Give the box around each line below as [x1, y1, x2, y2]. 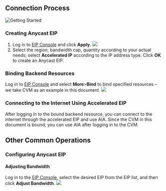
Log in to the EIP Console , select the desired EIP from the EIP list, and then [5, 175, 158, 181]
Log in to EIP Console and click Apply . [12, 42, 91, 48]
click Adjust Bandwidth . [5, 181, 55, 187]
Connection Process [5, 4, 70, 12]
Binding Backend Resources [5, 70, 75, 77]
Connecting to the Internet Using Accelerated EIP [5, 100, 127, 107]
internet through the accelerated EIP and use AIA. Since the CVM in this [5, 116, 152, 122]
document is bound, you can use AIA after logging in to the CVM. [5, 122, 139, 128]
